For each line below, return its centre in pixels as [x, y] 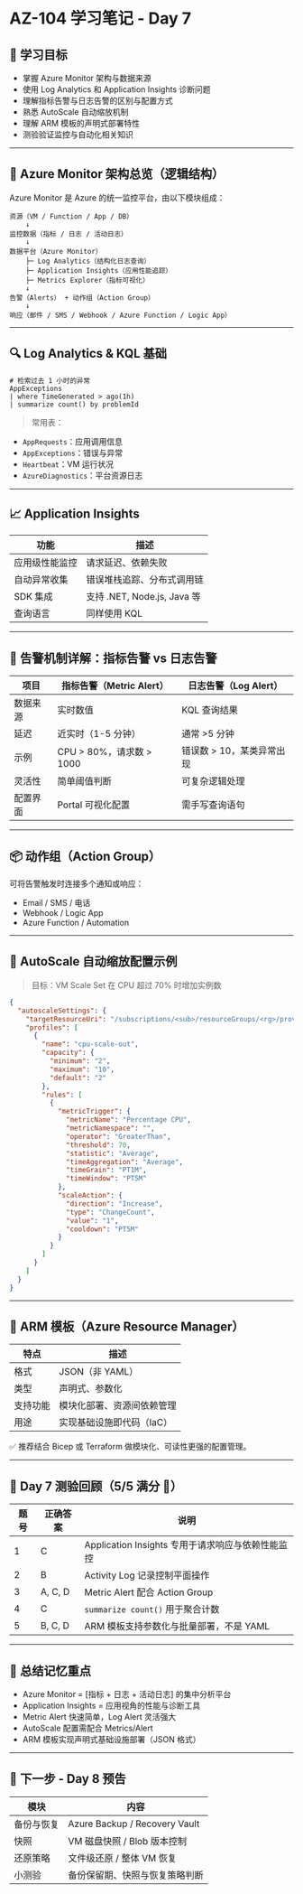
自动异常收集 [41, 580]
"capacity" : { [68, 1053]
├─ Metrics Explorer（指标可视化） [87, 280]
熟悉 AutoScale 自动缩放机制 [75, 112]
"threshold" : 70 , [98, 1145]
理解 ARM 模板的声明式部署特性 [81, 123]
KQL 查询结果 [210, 710]
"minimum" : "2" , [80, 1061]
